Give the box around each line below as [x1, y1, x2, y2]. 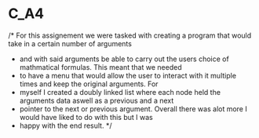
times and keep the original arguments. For [19, 79, 159, 89]
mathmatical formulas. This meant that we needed [19, 62, 182, 71]
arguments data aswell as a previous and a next [19, 96, 174, 105]
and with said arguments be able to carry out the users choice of [19, 54, 229, 64]
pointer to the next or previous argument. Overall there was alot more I [19, 103, 247, 114]
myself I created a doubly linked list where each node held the [19, 87, 221, 96]
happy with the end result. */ [19, 121, 112, 130]
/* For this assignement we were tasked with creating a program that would [8, 31, 252, 40]
